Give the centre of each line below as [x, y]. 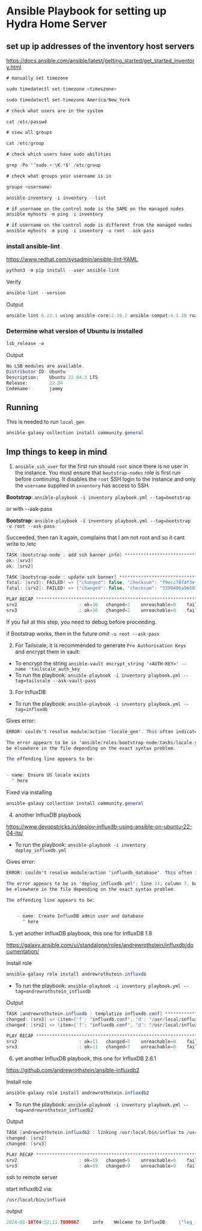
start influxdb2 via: [29, 1189]
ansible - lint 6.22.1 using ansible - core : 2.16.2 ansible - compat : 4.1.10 [96, 316]
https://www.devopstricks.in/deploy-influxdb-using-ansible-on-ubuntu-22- [99, 826]
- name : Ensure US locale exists [48, 775]
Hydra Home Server [57, 24]
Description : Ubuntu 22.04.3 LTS [52, 377]
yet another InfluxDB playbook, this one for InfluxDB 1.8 [83, 934]
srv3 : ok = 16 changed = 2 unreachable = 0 [91, 610]
